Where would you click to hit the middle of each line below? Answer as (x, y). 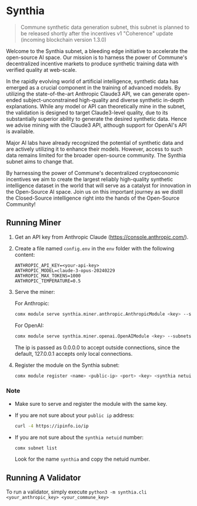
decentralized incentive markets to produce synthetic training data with (92, 64)
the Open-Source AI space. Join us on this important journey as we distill (95, 191)
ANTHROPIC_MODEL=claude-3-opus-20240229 (65, 270)
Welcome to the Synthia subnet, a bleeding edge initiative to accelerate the (97, 51)
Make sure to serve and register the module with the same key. (91, 404)
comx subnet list (36, 448)
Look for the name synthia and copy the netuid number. (82, 459)
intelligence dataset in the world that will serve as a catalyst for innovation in (98, 185)
